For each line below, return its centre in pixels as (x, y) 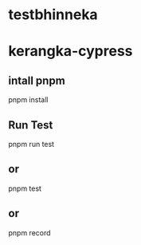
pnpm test (25, 188)
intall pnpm (37, 80)
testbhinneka (53, 15)
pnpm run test (31, 144)
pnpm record (29, 232)
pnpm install (28, 100)
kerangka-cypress (70, 51)
